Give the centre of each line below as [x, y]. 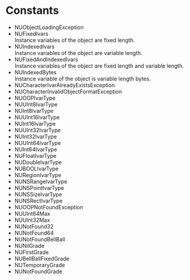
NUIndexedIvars [34, 47]
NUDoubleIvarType [38, 162]
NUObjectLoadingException [49, 27]
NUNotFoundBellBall [40, 239]
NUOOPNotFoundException [49, 207]
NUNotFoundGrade [38, 271]
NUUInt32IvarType [37, 130]
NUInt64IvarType [36, 149]
